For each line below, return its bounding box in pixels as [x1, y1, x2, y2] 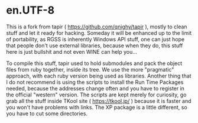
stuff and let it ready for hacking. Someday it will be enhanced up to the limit [6, 29, 192, 36]
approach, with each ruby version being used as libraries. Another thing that [6, 72, 191, 79]
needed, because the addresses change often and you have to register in [6, 85, 185, 92]
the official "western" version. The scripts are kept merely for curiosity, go [6, 91, 187, 98]
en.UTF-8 [6, 4, 55, 17]
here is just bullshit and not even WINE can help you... [6, 48, 138, 55]
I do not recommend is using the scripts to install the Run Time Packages [6, 78, 184, 86]
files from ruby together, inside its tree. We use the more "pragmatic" [6, 66, 174, 73]
